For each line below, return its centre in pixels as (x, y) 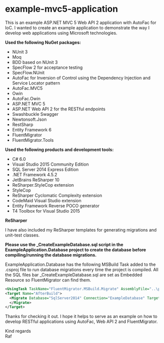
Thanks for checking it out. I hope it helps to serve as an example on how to (81, 317)
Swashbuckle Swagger (35, 114)
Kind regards (18, 331)
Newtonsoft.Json (29, 119)
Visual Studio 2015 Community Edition (50, 164)
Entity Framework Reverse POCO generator (56, 206)
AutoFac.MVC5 (27, 88)
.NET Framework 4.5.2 (35, 174)
